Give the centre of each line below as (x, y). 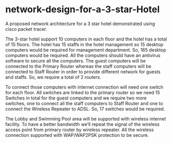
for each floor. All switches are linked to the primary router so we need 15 (83, 92)
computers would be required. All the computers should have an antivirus (83, 55)
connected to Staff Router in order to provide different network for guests (83, 71)
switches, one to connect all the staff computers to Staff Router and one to (84, 103)
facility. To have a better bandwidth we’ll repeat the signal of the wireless (83, 124)
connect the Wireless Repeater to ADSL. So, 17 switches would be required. (85, 109)
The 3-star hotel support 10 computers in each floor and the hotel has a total (86, 39)
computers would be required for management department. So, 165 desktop (86, 50)
